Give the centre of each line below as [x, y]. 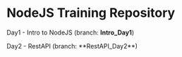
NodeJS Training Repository [91, 13]
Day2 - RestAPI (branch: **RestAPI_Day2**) [72, 46]
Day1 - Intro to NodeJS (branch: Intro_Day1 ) [71, 32]
